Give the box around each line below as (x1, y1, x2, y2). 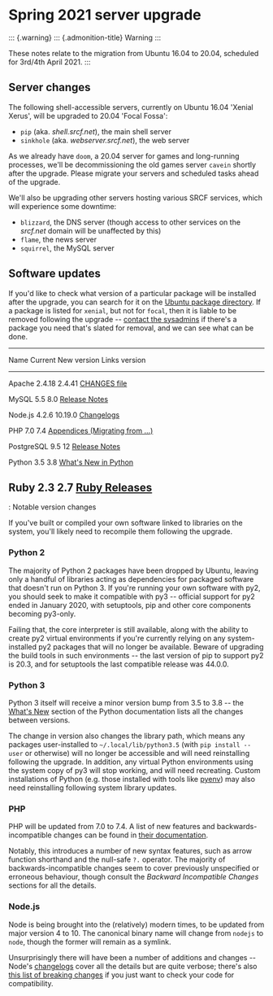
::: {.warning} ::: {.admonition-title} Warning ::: (8, 33, 161, 42)
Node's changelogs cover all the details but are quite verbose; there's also (8, 961, 258, 971)
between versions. (8, 714, 71, 725)
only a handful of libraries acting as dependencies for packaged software (8, 574, 254, 583)
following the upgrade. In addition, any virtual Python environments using (8, 757, 253, 767)
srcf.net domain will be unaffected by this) (19, 225, 162, 235)
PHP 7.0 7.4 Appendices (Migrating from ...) (8, 426, 154, 435)
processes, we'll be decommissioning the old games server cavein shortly (8, 159, 257, 169)
